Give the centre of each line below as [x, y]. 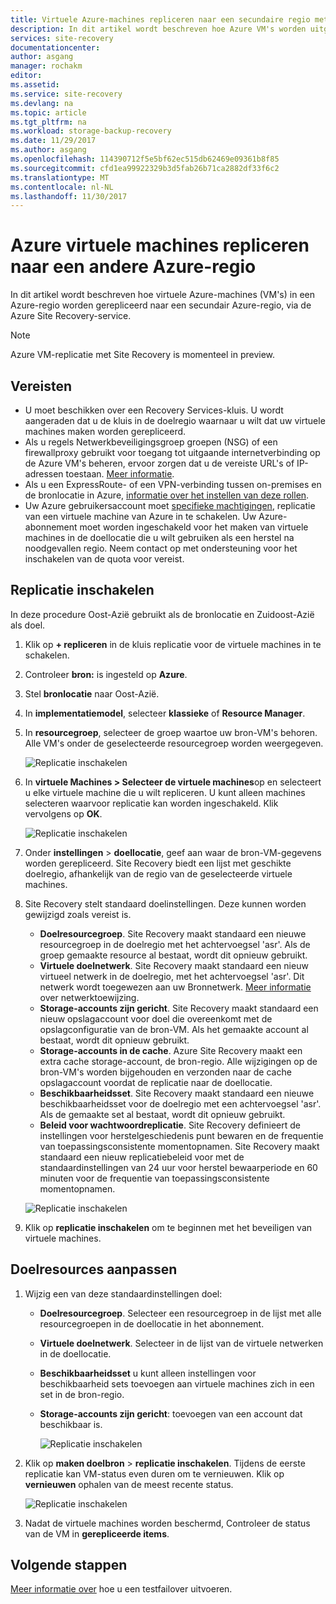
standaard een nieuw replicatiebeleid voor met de [142, 1157]
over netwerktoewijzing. [89, 997]
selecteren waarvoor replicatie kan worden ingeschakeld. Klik [151, 803]
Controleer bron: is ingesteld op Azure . [106, 674]
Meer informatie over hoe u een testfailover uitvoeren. [121, 1589]
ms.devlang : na [42, 103]
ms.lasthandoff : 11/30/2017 [69, 196]
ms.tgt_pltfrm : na [48, 122]
